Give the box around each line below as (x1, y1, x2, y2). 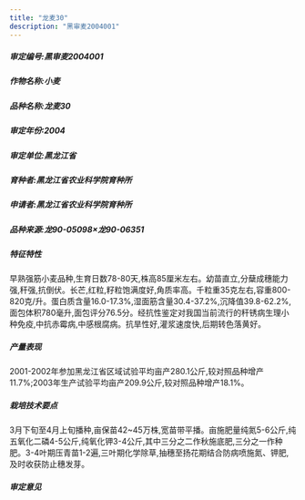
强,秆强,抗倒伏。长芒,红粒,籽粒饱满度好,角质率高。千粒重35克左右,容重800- (9, 284, 291, 296)
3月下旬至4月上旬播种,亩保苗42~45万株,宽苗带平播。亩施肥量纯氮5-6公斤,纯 (9, 424, 297, 435)
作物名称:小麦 (9, 76, 61, 87)
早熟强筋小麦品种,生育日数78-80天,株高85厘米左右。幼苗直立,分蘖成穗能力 (9, 273, 289, 284)
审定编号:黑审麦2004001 (9, 51, 104, 62)
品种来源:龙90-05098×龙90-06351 (9, 224, 145, 235)
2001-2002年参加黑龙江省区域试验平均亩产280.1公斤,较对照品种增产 (9, 366, 264, 377)
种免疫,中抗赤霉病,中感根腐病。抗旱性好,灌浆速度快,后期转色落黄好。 (9, 319, 267, 330)
